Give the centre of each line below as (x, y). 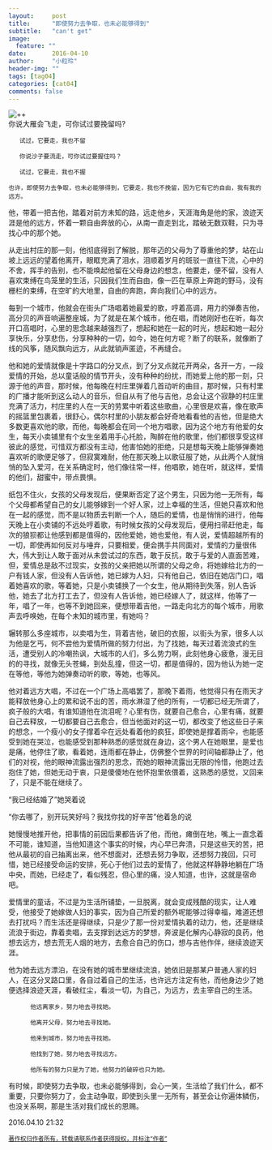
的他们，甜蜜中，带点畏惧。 (55, 477)
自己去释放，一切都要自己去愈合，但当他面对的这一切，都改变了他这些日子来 (136, 722)
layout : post (38, 16)
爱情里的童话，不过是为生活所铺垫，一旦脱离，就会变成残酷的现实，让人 (129, 902)
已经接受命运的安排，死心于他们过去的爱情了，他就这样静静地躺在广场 (147, 865)
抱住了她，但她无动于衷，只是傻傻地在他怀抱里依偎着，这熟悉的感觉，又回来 (136, 772)
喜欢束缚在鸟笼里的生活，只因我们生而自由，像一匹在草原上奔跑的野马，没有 (136, 281)
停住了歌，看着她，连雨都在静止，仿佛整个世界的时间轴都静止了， (146, 752)
